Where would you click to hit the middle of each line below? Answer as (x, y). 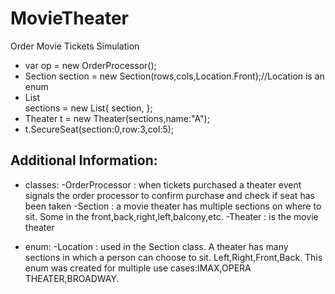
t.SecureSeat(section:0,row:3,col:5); (99, 129)
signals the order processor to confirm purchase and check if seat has (169, 195)
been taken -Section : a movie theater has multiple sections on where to (173, 206)
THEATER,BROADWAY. (72, 278)
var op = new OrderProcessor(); (90, 65)
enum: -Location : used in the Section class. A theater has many (156, 246)
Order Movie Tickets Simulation (75, 46)
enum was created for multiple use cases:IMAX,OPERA (138, 268)
